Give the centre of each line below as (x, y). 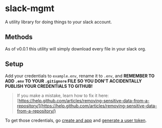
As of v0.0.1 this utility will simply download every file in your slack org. (76, 48)
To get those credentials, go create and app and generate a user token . (76, 120)
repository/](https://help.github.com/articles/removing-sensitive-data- (87, 106)
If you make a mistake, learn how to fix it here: (63, 96)
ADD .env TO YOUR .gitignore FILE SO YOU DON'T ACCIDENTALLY (74, 81)
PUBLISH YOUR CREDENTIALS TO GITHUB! (49, 86)
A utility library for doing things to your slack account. (59, 22)
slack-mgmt (30, 8)
